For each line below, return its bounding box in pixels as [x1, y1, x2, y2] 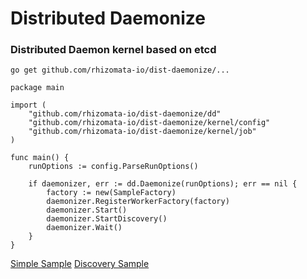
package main [10, 83, 65, 93]
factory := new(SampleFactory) [46, 188, 177, 198]
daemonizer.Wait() [46, 223, 123, 233]
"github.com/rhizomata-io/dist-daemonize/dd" [28, 109, 222, 119]
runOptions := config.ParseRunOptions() [28, 162, 199, 172]
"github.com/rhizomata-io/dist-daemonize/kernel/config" [28, 118, 271, 128]
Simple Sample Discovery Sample [10, 258, 150, 270]
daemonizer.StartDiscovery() [46, 214, 168, 224]
